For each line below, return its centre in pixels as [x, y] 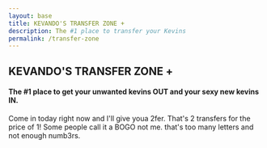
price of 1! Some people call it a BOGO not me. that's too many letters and [131, 127]
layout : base [30, 16]
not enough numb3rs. [44, 135]
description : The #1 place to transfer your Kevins [97, 31]
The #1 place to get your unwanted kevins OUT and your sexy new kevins [134, 92]
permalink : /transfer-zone [54, 38]
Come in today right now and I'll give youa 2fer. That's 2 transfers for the [129, 118]
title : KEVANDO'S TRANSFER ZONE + [67, 23]
